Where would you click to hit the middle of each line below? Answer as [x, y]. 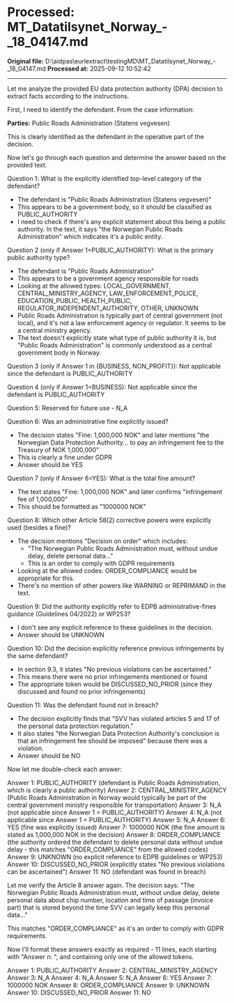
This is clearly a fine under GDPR [65, 457]
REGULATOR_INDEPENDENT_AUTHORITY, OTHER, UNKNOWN [108, 308]
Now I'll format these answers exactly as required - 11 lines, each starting [112, 949]
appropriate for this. [46, 578]
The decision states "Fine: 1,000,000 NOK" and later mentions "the [113, 435]
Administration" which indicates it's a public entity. [90, 236]
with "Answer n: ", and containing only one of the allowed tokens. [101, 956]
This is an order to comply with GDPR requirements [101, 563]
